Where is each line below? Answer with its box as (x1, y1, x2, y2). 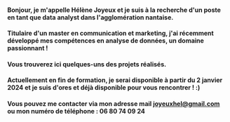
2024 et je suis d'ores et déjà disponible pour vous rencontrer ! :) (7, 83, 201, 92)
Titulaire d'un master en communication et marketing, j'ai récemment (7, 29, 214, 38)
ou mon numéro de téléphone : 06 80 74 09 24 (7, 107, 145, 115)
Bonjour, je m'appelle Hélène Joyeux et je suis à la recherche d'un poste (7, 6, 221, 14)
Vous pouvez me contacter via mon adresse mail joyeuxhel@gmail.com (7, 99, 220, 108)
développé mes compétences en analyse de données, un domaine (7, 36, 205, 45)
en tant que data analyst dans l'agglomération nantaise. (7, 13, 174, 21)
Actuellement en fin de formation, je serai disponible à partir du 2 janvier (7, 76, 223, 84)
